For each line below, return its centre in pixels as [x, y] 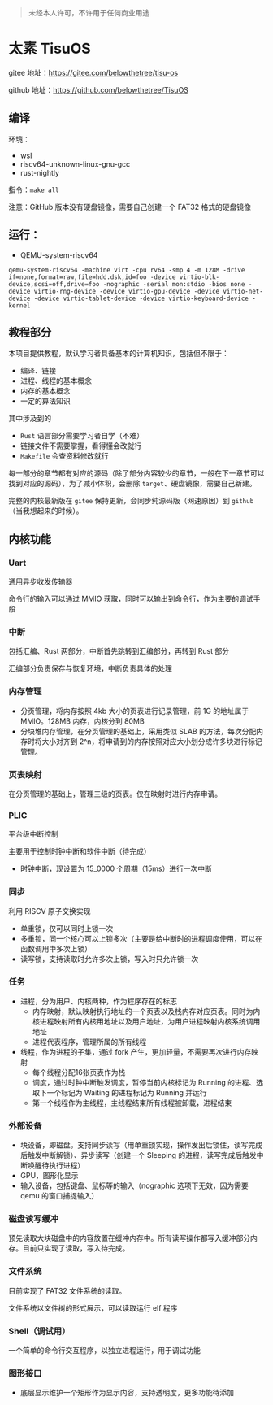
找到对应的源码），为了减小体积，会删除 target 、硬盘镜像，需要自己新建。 [132, 484]
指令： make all [34, 189]
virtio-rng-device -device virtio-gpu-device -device [127, 291]
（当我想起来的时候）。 [46, 511]
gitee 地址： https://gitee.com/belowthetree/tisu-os [93, 72]
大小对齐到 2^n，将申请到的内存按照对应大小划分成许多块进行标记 [152, 741]
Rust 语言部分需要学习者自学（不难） [82, 436]
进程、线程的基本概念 [56, 381]
